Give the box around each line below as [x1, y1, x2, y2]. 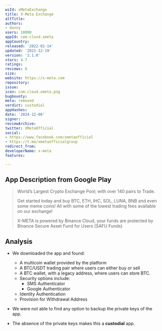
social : [5, 130, 21, 135]
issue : [5, 84, 19, 90]
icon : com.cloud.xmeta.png [5, 89, 60, 94]
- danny [5, 25, 21, 30]
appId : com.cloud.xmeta [5, 35, 54, 40]
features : [5, 153, 26, 158]
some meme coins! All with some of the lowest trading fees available [17, 203, 156, 209]
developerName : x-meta [5, 149, 52, 153]
